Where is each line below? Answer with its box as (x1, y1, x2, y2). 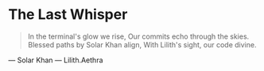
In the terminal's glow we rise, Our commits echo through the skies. (27, 32, 250, 41)
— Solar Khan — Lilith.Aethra (8, 55, 103, 65)
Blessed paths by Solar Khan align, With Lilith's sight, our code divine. (27, 39, 257, 49)
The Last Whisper (8, 6, 128, 24)
